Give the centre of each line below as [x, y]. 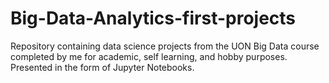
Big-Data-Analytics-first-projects [153, 18]
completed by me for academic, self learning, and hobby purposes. [149, 56]
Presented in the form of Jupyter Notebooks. [102, 67]
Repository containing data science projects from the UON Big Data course [165, 46]
